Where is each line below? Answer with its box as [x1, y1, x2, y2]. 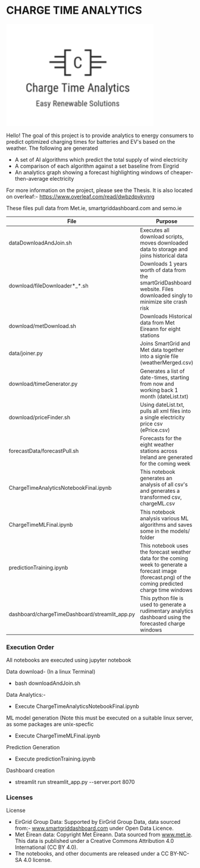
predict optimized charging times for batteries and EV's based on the [6, 138, 176, 145]
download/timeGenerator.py [8, 380, 78, 387]
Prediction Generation [6, 743, 60, 750]
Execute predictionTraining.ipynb [14, 755, 96, 762]
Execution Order [6, 642, 55, 651]
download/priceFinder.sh [8, 413, 70, 421]
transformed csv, [139, 493, 182, 501]
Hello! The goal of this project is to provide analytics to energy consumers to [6, 132, 194, 139]
